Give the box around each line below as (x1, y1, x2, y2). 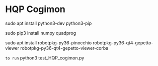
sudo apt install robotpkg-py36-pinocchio (5, 39, 92, 46)
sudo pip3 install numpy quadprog (5, 30, 76, 36)
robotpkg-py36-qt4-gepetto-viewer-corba (20, 45, 109, 51)
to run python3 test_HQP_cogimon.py (5, 54, 85, 61)
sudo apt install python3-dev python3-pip (5, 20, 92, 26)
